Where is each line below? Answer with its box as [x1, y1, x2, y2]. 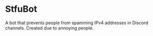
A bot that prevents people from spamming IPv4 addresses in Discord [5, 20, 149, 26]
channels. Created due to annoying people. [5, 25, 94, 31]
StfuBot [5, 3, 37, 15]
